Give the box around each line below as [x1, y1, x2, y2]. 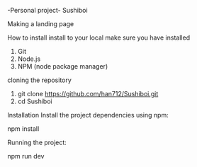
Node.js [17, 54, 41, 63]
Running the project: [7, 138, 67, 146]
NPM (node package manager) [17, 62, 108, 70]
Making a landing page [7, 20, 74, 28]
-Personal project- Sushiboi [7, 6, 88, 14]
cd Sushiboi [17, 97, 52, 105]
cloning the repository [7, 76, 72, 84]
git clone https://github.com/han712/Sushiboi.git [17, 90, 159, 98]
